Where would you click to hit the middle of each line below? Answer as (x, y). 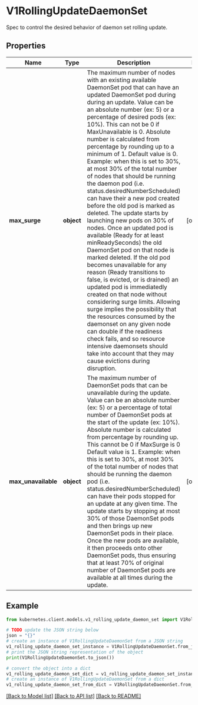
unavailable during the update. (129, 393)
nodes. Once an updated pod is (130, 228)
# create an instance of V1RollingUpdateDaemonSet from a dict (85, 679)
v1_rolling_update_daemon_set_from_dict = (59, 685)
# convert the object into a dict (49, 668)
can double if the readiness (125, 331)
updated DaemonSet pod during (131, 95)
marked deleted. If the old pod (129, 257)
